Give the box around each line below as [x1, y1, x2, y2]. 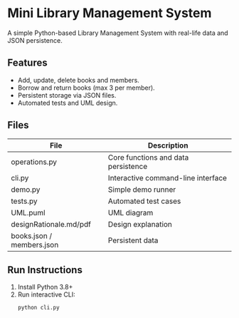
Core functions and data [107, 152, 189, 162]
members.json [11, 240, 59, 250]
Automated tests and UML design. [17, 98, 118, 107]
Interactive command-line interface [107, 173, 228, 183]
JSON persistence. [7, 36, 63, 44]
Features [7, 57, 48, 69]
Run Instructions [7, 264, 83, 276]
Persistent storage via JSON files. [17, 91, 117, 99]
